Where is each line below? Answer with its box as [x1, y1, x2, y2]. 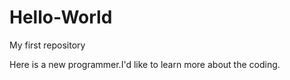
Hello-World [9, 6, 113, 29]
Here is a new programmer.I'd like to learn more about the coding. [9, 58, 281, 70]
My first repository [9, 39, 86, 51]
